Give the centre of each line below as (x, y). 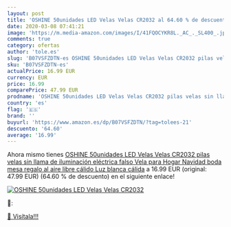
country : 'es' (27, 103)
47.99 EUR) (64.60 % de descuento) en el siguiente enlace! (91, 177)
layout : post (26, 13)
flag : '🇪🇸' (24, 109)
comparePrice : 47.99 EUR (43, 90)
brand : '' (21, 116)
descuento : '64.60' (35, 129)
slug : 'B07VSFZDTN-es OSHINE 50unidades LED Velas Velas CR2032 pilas (110, 58)
